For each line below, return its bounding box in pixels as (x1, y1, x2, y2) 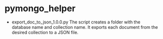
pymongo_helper (4, 3, 76, 14)
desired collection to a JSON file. (11, 29, 79, 35)
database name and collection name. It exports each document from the (11, 24, 158, 30)
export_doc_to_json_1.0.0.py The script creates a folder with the (11, 19, 140, 25)
